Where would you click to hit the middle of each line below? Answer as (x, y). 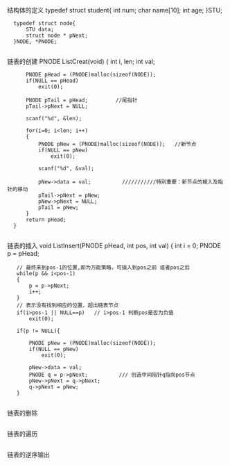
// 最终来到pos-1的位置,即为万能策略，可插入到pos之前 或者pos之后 (103, 268)
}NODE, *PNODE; (35, 42)
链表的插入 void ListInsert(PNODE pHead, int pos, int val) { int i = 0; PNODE (114, 246)
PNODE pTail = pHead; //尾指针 (81, 100)
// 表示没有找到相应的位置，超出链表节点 (68, 305)
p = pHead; (23, 253)
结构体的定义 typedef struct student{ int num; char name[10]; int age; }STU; (115, 10)
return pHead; (46, 220)
